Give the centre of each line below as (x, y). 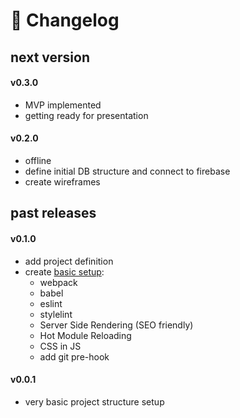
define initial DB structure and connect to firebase (127, 171)
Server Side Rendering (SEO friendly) (116, 325)
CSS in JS (60, 346)
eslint (51, 303)
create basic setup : (64, 271)
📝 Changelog (65, 20)
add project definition (69, 261)
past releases (53, 213)
